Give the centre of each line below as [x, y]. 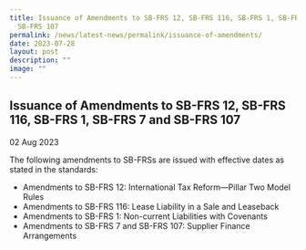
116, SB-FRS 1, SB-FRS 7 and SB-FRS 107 [125, 120]
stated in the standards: [54, 169]
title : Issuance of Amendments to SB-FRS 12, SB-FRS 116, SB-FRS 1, [142, 18]
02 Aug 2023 [34, 141]
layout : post [34, 52]
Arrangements [50, 235]
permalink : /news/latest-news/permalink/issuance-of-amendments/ [136, 35]
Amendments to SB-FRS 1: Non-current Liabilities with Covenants [145, 216]
